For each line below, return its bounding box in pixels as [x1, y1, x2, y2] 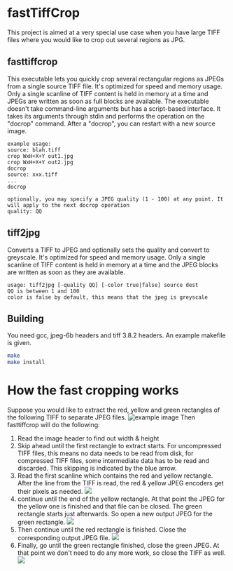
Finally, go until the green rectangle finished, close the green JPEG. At [17, 542, 220, 550]
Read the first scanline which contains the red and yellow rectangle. [17, 471, 213, 480]
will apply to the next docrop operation [7, 201, 130, 208]
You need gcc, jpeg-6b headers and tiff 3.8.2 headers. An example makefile [7, 331, 226, 340]
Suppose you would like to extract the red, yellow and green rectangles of [7, 405, 220, 415]
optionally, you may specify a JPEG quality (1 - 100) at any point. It [7, 195, 224, 203]
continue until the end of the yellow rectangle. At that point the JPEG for [17, 495, 225, 503]
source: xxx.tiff [7, 170, 58, 178]
